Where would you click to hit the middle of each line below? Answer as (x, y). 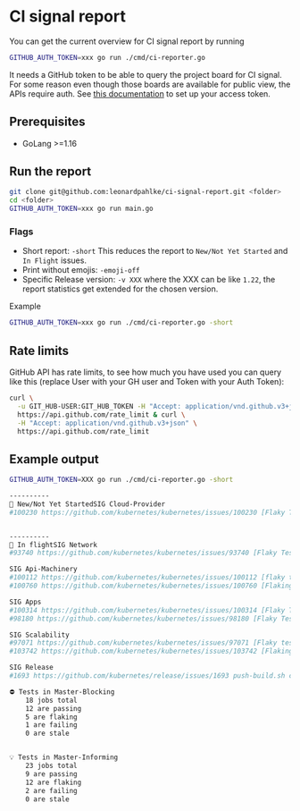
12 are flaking (54, 782)
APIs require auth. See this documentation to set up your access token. (140, 93)
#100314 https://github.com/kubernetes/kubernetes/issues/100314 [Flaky (147, 610)
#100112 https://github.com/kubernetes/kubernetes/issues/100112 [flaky (147, 578)
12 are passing (54, 708)
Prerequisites (47, 122)
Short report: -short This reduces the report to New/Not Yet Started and (155, 251)
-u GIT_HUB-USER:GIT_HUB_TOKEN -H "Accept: (99, 406)
